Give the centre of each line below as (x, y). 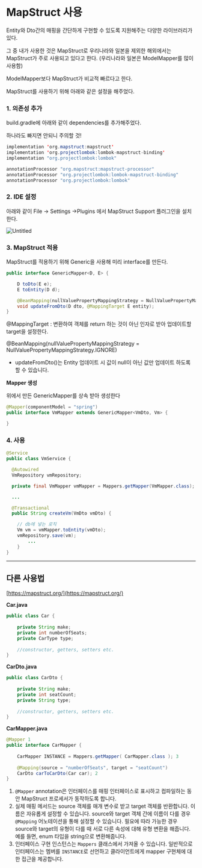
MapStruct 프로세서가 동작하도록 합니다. (69, 799)
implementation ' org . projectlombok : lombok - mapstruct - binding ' (86, 153)
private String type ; (44, 700)
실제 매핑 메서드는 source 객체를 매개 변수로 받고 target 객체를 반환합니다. (102, 806)
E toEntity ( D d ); (39, 290)
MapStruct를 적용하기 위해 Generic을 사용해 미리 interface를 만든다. (87, 262)
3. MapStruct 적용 (32, 247)
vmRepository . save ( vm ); (47, 536)
